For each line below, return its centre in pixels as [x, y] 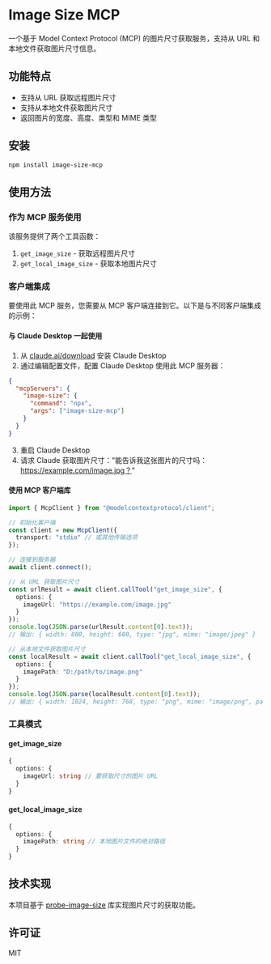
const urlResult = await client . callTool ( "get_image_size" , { [115, 589]
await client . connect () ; [50, 567]
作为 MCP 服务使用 [45, 217]
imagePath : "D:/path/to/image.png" [83, 672]
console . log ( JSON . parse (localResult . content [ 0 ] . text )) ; [104, 694]
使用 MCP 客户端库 [40, 490]
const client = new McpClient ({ [63, 530]
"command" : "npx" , [61, 403]
